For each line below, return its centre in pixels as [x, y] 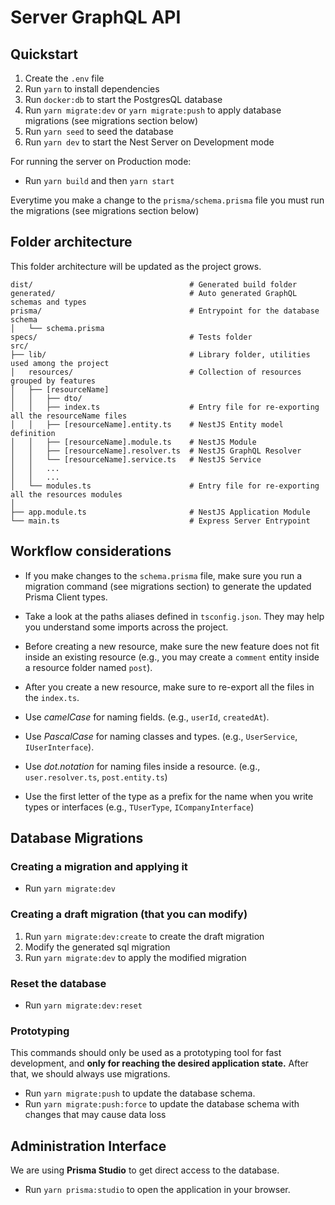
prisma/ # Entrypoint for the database [165, 311]
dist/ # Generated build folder [154, 284]
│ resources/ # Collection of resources [156, 372]
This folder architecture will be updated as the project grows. [136, 266]
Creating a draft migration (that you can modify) [129, 914]
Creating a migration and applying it [99, 866]
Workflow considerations [91, 551]
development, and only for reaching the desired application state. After [159, 1063]
